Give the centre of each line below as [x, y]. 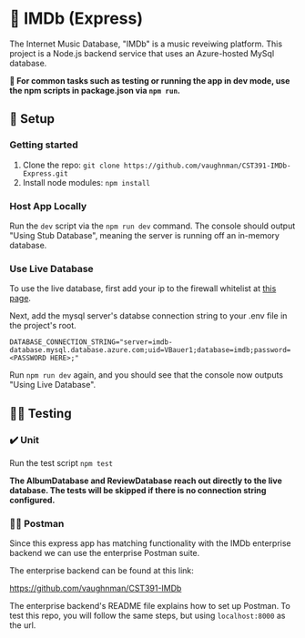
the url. [23, 625]
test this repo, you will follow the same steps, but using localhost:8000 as [147, 616]
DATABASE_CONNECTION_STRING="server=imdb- [91, 342]
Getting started [44, 145]
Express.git [45, 173]
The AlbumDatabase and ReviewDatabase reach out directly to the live [146, 481]
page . [20, 299]
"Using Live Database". [53, 385]
